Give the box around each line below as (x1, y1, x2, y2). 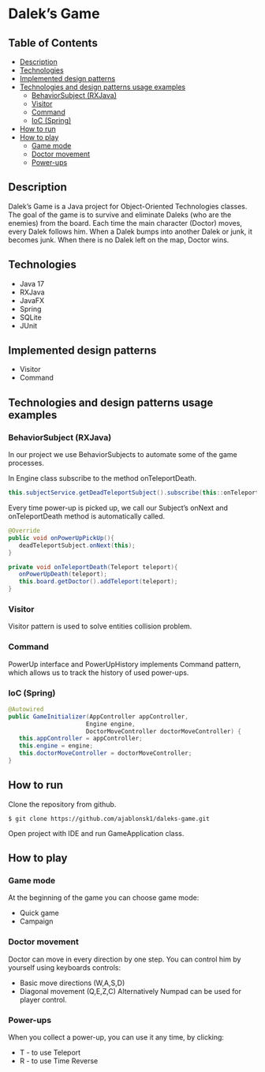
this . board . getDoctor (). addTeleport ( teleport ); (18, 578, 178, 586)
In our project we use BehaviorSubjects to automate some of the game (8, 450, 238, 459)
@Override (8, 527, 41, 534)
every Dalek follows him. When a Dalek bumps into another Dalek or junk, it (8, 227, 252, 236)
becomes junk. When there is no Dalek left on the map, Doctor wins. (8, 234, 230, 245)
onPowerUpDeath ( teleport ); (18, 570, 108, 579)
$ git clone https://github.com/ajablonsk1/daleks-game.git (8, 815, 211, 823)
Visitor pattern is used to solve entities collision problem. (8, 621, 192, 632)
